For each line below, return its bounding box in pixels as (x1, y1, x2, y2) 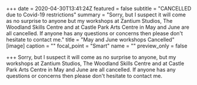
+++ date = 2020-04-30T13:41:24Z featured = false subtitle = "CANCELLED (6, 5, 192, 12)
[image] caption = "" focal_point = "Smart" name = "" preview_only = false (6, 42, 188, 49)
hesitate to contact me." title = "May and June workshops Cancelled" (6, 36, 175, 43)
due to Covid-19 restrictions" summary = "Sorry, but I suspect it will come (6, 11, 186, 18)
